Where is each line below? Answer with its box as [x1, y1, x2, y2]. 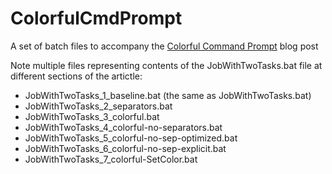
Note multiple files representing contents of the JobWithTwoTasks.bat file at [10, 59, 323, 71]
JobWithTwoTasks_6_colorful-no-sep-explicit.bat [24, 142, 227, 154]
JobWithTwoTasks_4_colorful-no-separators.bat [24, 121, 223, 133]
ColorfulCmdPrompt [10, 7, 183, 30]
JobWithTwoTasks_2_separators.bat [24, 100, 173, 112]
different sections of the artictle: [10, 70, 143, 82]
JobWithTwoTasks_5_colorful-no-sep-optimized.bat [24, 132, 238, 144]
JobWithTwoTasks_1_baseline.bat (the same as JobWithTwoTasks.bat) [24, 89, 312, 101]
